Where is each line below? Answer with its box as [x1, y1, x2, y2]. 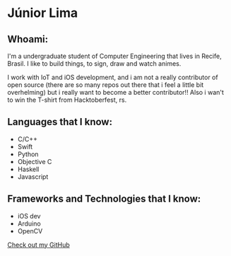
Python [17, 150, 39, 158]
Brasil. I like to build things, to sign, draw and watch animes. [7, 59, 182, 68]
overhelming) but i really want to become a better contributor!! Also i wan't [7, 88, 225, 96]
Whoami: [7, 33, 49, 45]
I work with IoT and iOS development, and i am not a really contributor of [7, 73, 218, 81]
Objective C [17, 157, 52, 165]
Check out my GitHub [7, 240, 71, 249]
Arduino [17, 219, 41, 228]
